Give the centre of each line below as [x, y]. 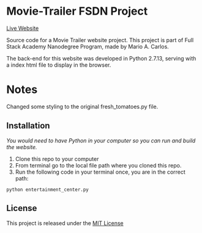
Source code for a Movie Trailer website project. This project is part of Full [100, 40]
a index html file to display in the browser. [59, 65]
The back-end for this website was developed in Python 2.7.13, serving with [101, 58]
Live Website [23, 28]
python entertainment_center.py [47, 190]
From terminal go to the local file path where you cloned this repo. [98, 165]
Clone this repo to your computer [57, 159]
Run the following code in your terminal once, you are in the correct [100, 172]
